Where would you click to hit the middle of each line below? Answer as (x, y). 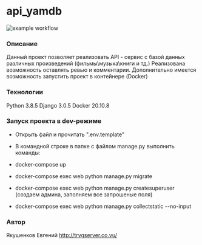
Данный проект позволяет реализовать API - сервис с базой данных (96, 57)
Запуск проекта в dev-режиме (54, 121)
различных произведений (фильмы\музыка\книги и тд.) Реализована (96, 64)
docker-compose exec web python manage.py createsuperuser (95, 188)
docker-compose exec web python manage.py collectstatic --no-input (103, 206)
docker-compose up (41, 164)
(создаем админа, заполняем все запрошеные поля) (84, 194)
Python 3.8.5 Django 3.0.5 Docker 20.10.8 (58, 105)
